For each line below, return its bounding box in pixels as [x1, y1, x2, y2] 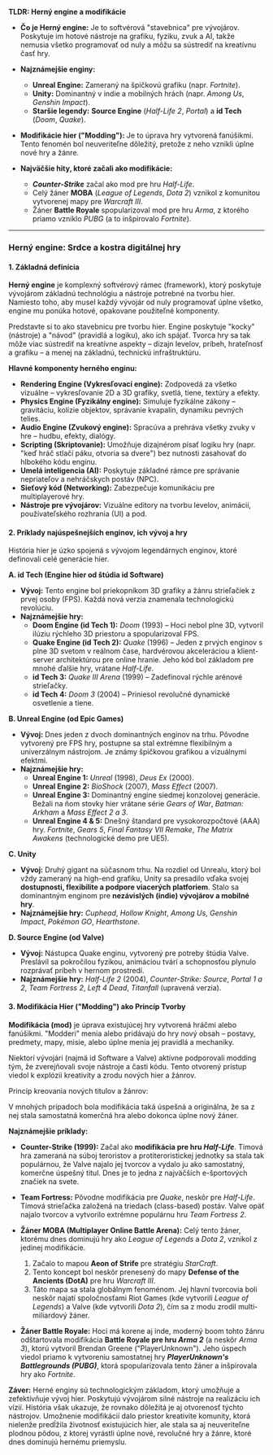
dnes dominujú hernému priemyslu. [8, 1436, 128, 1447]
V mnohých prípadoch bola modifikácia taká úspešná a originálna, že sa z [8, 1102, 255, 1112]
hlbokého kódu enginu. [19, 457, 97, 467]
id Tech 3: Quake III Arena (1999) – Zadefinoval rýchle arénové [32, 672, 243, 682]
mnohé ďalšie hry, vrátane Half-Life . [32, 663, 154, 674]
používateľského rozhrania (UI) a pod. [19, 509, 148, 519]
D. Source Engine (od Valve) [8, 933, 105, 942]
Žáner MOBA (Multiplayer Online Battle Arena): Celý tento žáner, [19, 1225, 241, 1235]
